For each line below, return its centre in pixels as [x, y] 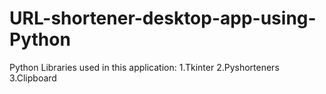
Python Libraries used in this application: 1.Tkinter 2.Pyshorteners [144, 67]
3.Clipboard [33, 78]
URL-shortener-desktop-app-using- [163, 18]
